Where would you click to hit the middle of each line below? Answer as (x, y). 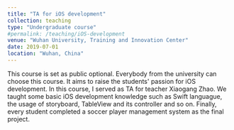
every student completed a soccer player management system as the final (116, 112)
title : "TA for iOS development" (57, 14)
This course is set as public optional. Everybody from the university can (112, 74)
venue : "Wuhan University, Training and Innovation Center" (98, 40)
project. (19, 119)
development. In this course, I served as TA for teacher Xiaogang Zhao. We (117, 89)
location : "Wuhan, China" (45, 54)
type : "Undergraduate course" (52, 27)
